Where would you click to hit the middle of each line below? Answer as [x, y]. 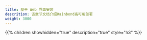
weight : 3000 [18, 19]
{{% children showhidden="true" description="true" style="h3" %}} [73, 33]
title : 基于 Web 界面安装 [29, 10]
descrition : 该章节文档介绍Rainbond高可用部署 [49, 14]
